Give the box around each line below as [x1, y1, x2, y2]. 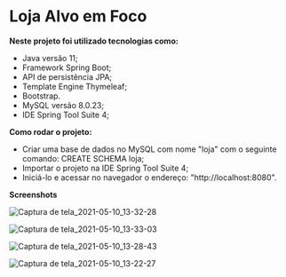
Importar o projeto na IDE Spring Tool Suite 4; [21, 162, 189, 173]
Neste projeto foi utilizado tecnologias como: [9, 36, 179, 46]
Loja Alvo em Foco [9, 6, 147, 27]
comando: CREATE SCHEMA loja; [21, 153, 145, 163]
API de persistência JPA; [21, 71, 113, 82]
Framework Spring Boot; [21, 62, 112, 73]
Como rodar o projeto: [9, 126, 92, 137]
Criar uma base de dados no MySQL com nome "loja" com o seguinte [21, 144, 277, 154]
